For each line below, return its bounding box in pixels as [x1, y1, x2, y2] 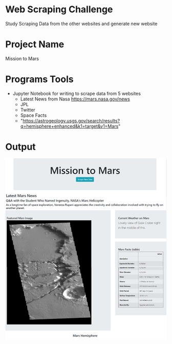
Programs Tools [5, 73, 74, 85]
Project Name [5, 38, 64, 50]
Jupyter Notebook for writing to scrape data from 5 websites [12, 90, 141, 96]
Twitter [20, 107, 36, 113]
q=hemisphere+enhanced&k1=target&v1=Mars [20, 123, 119, 129]
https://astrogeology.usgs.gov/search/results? [23, 117, 120, 124]
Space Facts [20, 112, 47, 118]
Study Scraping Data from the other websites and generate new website [5, 21, 158, 27]
